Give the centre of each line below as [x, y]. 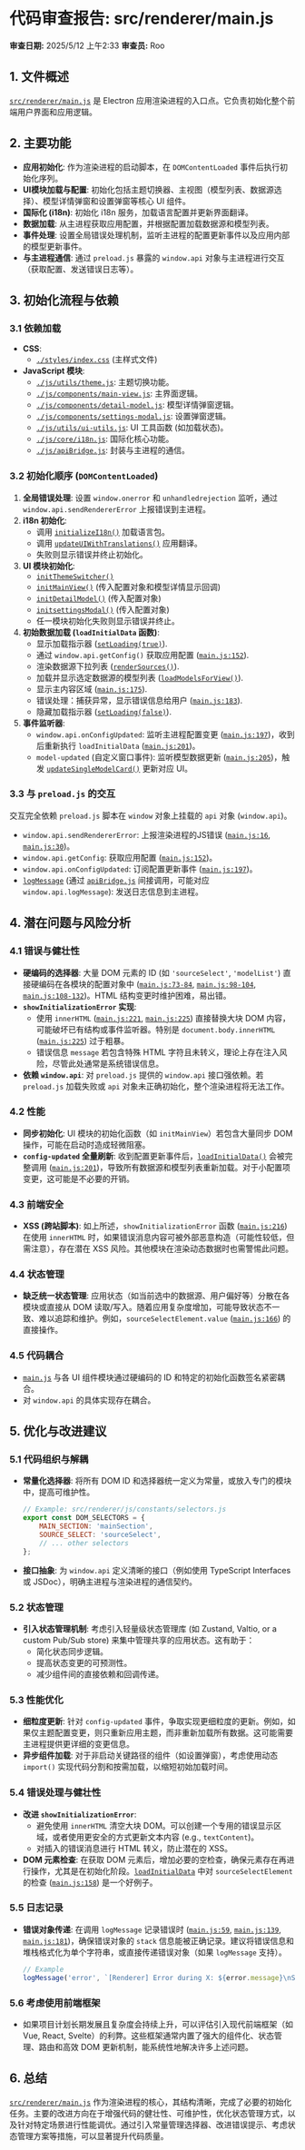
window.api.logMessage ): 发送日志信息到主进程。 [113, 892]
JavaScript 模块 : [54, 371]
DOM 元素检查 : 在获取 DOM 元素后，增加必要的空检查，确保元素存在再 [155, 1859]
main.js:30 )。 [49, 846]
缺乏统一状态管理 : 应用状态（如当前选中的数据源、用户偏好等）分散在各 [156, 1296]
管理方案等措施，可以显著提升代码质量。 [93, 2135]
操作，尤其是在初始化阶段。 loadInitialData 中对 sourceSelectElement [162, 1870]
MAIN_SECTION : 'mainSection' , [96, 1526]
